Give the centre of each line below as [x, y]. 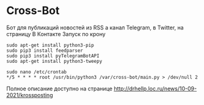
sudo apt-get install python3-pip [50, 45]
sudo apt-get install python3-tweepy [54, 61]
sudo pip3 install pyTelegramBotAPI [53, 56]
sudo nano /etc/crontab [37, 72]
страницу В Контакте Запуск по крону [56, 34]
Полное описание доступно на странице [60, 89]
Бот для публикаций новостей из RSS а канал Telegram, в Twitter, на [95, 27]
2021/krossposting [30, 95]
